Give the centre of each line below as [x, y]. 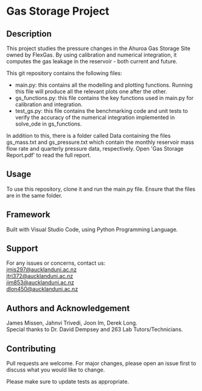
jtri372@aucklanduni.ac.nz [40, 276]
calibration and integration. [49, 104]
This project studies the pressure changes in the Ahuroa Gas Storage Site [98, 48]
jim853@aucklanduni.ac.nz [40, 282]
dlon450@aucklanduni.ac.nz [42, 289]
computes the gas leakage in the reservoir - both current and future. [92, 61]
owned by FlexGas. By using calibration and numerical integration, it [92, 55]
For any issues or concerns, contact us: [56, 263]
